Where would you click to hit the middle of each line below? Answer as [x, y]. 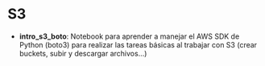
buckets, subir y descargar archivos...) [83, 53]
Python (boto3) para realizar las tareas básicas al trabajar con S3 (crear [138, 44]
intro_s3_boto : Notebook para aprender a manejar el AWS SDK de [129, 36]
